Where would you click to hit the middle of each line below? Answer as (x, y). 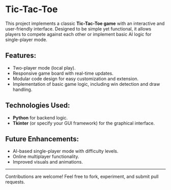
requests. (15, 182)
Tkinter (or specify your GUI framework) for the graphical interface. (84, 123)
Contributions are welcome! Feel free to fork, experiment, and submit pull (82, 177)
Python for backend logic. (40, 117)
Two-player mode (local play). (44, 68)
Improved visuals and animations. (48, 162)
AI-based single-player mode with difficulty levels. (65, 151)
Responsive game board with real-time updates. (63, 73)
